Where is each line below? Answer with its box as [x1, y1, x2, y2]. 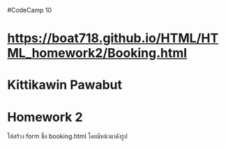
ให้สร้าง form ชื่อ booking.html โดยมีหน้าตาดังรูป [7, 132, 128, 140]
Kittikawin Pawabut [7, 77, 123, 93]
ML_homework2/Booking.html [7, 45, 187, 61]
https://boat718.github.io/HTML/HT [7, 31, 219, 46]
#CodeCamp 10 [7, 6, 52, 14]
